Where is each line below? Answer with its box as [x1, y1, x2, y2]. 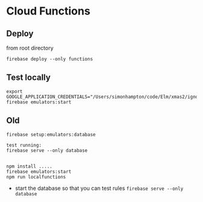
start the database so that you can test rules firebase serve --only [14, 184, 184, 192]
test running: [6, 142, 42, 148]
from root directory [6, 44, 54, 51]
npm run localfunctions [6, 174, 66, 180]
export [6, 88, 23, 94]
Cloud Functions [6, 4, 91, 18]
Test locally [6, 73, 51, 83]
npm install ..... [6, 163, 53, 169]
